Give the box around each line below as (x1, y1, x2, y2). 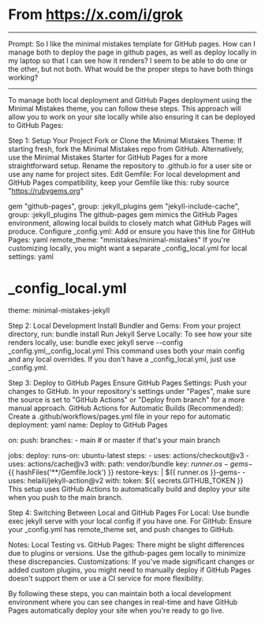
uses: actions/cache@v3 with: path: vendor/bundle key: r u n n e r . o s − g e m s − (8, 459, 253, 468)
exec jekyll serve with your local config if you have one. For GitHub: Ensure (8, 516, 252, 526)
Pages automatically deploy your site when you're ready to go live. (8, 606, 225, 615)
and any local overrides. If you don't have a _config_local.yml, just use (8, 354, 237, 364)
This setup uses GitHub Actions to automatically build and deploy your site (8, 484, 251, 494)
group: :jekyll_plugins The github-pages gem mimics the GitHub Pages (8, 209, 238, 219)
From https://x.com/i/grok (8, 6, 183, 24)
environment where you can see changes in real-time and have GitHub (8, 597, 238, 606)
